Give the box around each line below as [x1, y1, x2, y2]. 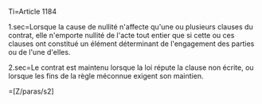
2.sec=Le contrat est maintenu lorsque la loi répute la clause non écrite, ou [8, 63, 254, 72]
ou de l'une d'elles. [8, 48, 71, 56]
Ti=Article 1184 [8, 7, 57, 16]
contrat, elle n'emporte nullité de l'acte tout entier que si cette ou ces [8, 31, 235, 40]
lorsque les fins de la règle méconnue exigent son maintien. [8, 71, 204, 80]
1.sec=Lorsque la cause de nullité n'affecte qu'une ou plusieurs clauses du [8, 22, 253, 31]
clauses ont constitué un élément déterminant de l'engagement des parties [8, 39, 255, 48]
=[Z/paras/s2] [8, 87, 54, 96]
